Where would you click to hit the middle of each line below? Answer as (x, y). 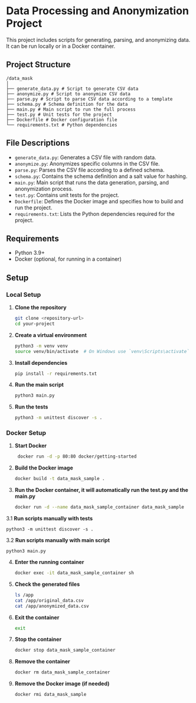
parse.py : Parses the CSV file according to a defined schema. (89, 170)
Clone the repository (40, 307)
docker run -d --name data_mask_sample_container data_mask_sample (99, 507)
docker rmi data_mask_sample (50, 695)
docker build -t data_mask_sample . (60, 479)
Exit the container (37, 617)
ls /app (24, 595)
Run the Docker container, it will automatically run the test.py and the (101, 490)
